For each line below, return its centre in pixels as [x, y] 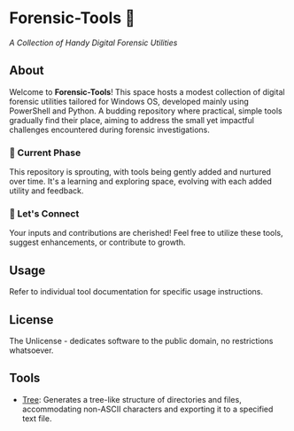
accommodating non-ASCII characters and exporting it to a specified [147, 409]
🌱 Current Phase [45, 153]
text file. [37, 418]
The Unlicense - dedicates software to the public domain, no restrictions [141, 341]
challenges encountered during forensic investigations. [109, 129]
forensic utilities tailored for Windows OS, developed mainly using [129, 101]
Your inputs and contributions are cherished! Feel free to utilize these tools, [146, 233]
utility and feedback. [46, 191]
